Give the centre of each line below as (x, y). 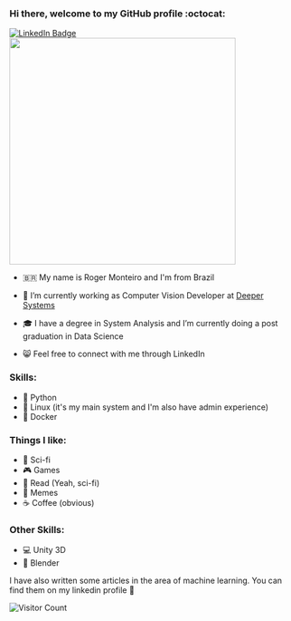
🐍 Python (39, 397)
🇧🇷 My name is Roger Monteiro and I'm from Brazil (118, 277)
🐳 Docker (40, 416)
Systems (39, 306)
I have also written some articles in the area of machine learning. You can (146, 581)
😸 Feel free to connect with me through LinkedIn (113, 354)
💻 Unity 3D (44, 550)
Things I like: (38, 440)
